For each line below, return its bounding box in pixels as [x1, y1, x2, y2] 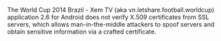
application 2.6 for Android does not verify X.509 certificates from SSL [7, 13, 210, 21]
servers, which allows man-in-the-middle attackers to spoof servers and [7, 20, 215, 28]
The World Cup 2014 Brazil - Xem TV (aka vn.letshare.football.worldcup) [7, 6, 215, 14]
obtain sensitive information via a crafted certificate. [7, 27, 156, 36]
